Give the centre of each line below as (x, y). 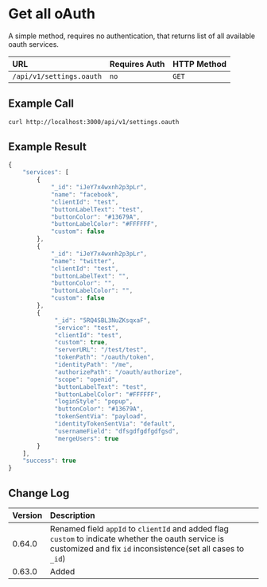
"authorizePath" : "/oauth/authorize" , (118, 372)
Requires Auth (137, 64)
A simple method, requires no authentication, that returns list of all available (132, 36)
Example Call (41, 104)
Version (27, 515)
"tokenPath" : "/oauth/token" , (104, 358)
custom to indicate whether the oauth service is (137, 539)
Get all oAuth (52, 14)
